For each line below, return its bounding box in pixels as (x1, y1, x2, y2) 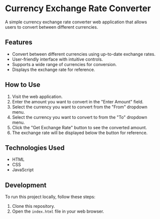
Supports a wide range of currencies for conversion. (12, 61, 117, 67)
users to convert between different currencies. (5, 24, 98, 30)
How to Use (5, 81, 41, 89)
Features (5, 38, 32, 47)
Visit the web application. (12, 93, 63, 100)
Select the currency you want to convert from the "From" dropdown (12, 104, 148, 110)
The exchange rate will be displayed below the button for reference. (12, 130, 148, 135)
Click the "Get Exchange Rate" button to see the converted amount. (12, 124, 147, 130)
